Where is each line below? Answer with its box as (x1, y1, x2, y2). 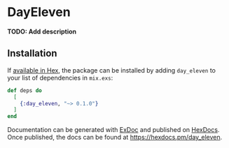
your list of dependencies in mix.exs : (7, 73, 113, 82)
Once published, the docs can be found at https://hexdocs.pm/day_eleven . (7, 133, 223, 142)
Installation (7, 47, 57, 59)
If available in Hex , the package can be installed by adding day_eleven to (7, 66, 216, 74)
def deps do (7, 87, 42, 94)
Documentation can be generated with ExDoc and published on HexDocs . (7, 126, 220, 134)
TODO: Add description (7, 27, 77, 36)
